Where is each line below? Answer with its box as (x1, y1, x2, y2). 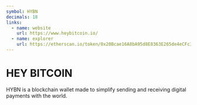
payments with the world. (6, 92, 67, 99)
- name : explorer (11, 36, 54, 42)
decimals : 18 (6, 14, 38, 20)
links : (6, 19, 22, 25)
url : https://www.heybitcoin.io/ (16, 31, 98, 36)
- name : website (11, 25, 51, 31)
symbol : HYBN (6, 8, 38, 15)
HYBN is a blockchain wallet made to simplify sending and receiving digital (6, 86, 186, 93)
